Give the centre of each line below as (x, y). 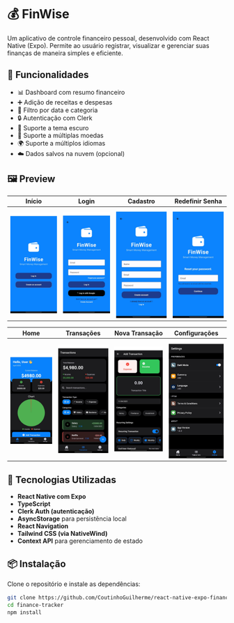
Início (34, 201)
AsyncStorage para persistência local (72, 519)
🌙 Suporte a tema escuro (53, 128)
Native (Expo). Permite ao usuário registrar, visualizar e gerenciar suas (108, 45)
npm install (24, 612)
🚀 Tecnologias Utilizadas (62, 480)
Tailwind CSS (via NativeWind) (62, 534)
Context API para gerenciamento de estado (80, 541)
